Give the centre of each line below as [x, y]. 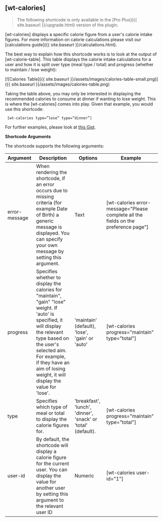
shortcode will [52, 445]
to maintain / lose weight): [31, 70]
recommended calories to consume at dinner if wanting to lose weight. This [81, 99]
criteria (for [49, 202]
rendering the [51, 172]
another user [51, 487]
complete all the [125, 215]
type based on [53, 338]
